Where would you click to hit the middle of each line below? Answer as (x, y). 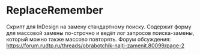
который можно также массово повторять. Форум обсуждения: (89, 39)
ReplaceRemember (55, 10)
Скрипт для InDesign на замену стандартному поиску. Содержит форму (99, 27)
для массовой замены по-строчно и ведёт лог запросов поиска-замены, (100, 33)
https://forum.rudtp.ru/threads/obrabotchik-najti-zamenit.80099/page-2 (95, 46)
